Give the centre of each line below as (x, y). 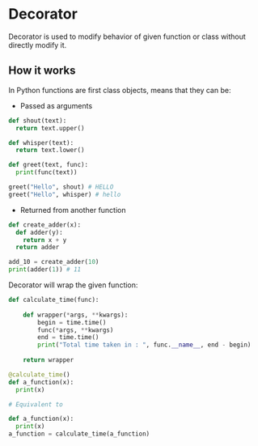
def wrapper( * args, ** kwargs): (76, 315)
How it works (42, 71)
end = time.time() (68, 338)
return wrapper (49, 360)
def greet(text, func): (49, 165)
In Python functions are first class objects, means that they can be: (120, 90)
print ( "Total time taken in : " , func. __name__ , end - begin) (144, 345)
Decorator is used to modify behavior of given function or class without (127, 36)
